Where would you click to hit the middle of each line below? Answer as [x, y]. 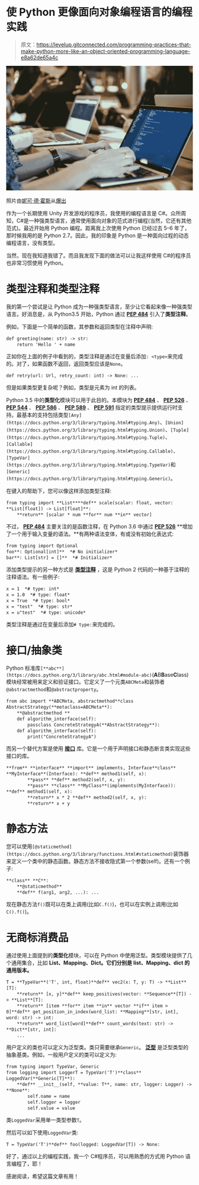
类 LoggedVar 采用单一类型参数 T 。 [45, 1120]
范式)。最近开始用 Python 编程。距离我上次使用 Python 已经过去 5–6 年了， [98, 228]
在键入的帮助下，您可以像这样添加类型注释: [59, 491]
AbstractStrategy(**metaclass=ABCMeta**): [59, 707]
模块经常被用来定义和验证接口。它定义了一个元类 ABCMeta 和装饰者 [86, 681]
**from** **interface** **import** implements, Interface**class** [91, 768]
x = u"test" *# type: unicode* [46, 613]
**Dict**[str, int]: [32, 1030]
